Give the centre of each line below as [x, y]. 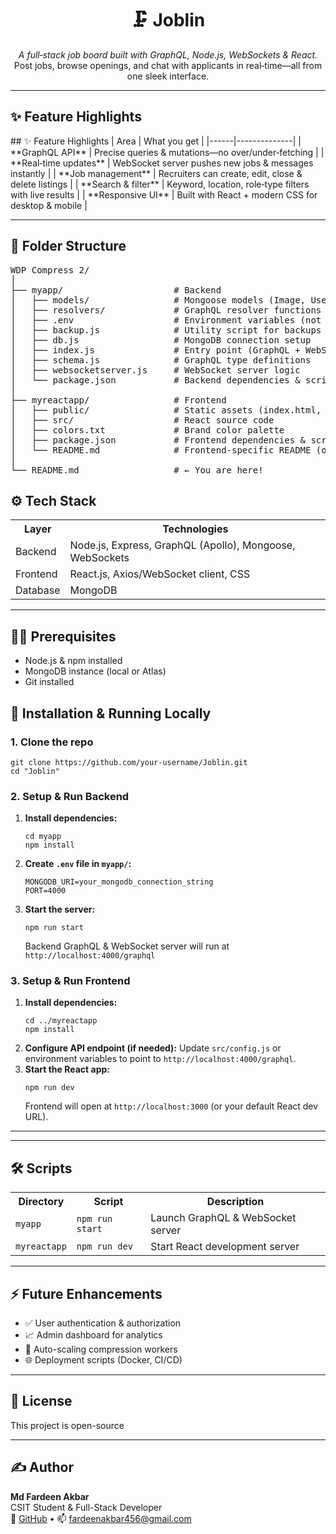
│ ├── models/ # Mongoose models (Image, [158, 300]
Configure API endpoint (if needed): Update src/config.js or [153, 1048]
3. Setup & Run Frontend [70, 981]
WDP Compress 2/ [50, 270]
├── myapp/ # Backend [116, 290]
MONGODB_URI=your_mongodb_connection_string [119, 882]
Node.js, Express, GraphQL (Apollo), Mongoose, [182, 545]
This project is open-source [67, 1425]
